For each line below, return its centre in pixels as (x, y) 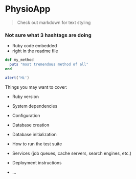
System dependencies (35, 106)
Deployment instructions (37, 162)
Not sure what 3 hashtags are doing (48, 35)
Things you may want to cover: (36, 87)
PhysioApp (28, 9)
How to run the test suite (37, 144)
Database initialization (34, 134)
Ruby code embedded (34, 46)
